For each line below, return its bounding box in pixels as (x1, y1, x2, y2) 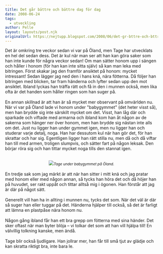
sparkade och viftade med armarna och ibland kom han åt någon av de (5, 115, 147, 120)
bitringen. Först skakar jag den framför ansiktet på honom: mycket (5, 68, 137, 74)
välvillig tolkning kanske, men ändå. (5, 228, 76, 234)
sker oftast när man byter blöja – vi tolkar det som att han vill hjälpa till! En (5, 222, 152, 228)
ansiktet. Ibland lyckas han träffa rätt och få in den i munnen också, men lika (5, 84, 157, 89)
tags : (5, 16, 16, 21)
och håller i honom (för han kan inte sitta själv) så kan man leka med (5, 63, 141, 68)
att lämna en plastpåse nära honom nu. (5, 207, 83, 213)
